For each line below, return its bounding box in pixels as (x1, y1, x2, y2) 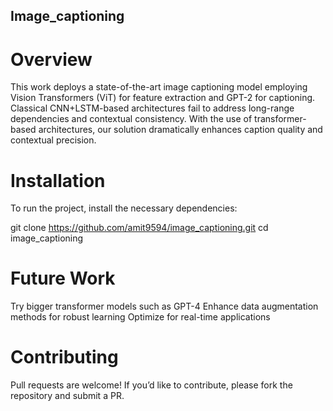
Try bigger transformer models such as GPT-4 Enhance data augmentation (10, 300, 319, 313)
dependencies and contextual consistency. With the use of (10, 113, 253, 125)
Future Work (10, 267, 116, 290)
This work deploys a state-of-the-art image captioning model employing (10, 81, 308, 93)
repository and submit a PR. (10, 390, 125, 402)
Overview (10, 48, 93, 71)
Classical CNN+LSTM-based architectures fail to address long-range (10, 102, 295, 114)
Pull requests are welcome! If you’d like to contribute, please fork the (10, 379, 293, 391)
